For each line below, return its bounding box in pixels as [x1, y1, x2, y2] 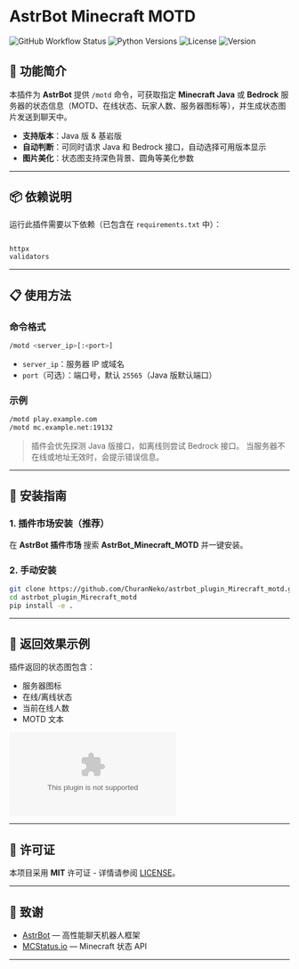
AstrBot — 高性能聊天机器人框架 [21, 929, 141, 940]
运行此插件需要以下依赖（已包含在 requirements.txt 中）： [9, 218, 222, 229]
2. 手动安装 [9, 564, 57, 576]
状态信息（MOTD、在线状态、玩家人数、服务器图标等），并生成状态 [32, 100, 279, 110]
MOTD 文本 [21, 714, 64, 725]
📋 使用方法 [9, 288, 72, 303]
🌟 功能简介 [9, 64, 67, 79]
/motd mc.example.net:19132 [9, 423, 114, 433]
